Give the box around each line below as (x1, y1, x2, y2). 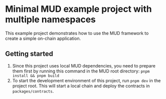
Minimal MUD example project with (5, 3, 152, 15)
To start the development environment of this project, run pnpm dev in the (12, 77, 161, 83)
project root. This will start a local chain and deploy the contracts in (12, 83, 150, 89)
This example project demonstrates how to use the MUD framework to (5, 30, 149, 36)
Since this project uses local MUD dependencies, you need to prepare (12, 63, 156, 68)
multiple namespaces (5, 14, 96, 25)
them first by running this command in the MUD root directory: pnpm (12, 68, 150, 74)
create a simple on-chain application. (5, 35, 81, 41)
